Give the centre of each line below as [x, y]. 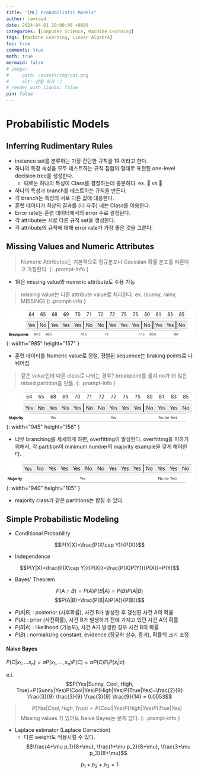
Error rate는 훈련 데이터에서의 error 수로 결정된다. [73, 213]
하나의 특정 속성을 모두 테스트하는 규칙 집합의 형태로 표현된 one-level [95, 168]
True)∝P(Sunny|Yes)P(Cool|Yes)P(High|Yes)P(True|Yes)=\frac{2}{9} [100, 690]
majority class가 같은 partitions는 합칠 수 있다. [69, 500]
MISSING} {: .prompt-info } [53, 301]
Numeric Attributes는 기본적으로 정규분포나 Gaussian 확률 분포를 [97, 262]
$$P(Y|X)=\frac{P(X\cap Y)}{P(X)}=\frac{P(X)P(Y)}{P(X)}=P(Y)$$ [100, 568]
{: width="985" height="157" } [43, 344]
